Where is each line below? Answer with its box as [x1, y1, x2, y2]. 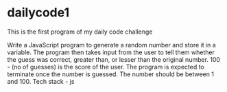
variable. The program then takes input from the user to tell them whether [7, 48, 215, 56]
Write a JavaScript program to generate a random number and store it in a [7, 41, 216, 49]
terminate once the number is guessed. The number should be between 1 [7, 70, 215, 78]
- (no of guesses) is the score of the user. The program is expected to [7, 62, 204, 71]
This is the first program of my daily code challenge [7, 27, 153, 36]
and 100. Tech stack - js [7, 77, 75, 85]
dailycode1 [7, 5, 70, 21]
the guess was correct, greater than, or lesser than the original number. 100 [7, 55, 221, 63]
